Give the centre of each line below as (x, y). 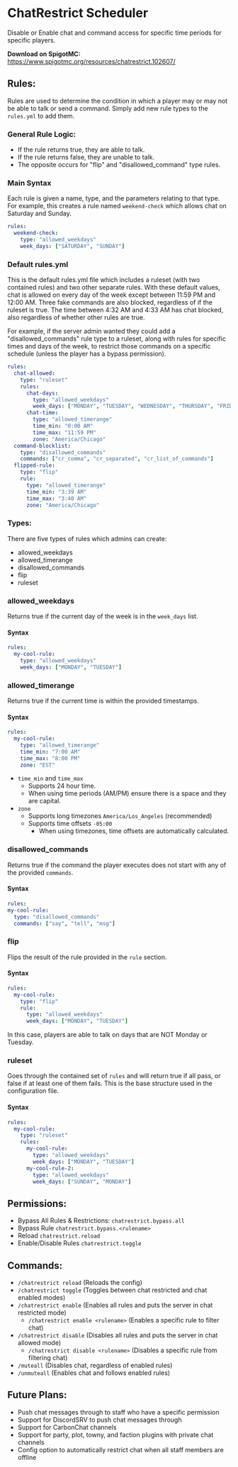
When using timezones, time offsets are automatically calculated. (134, 831)
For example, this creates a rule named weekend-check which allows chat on (117, 206)
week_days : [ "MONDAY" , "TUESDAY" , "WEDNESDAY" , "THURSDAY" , (123, 406)
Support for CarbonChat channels (67, 1427)
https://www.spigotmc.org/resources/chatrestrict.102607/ (91, 61)
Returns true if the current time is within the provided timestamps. (103, 701)
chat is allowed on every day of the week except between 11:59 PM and (112, 295)
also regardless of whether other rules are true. (76, 317)
